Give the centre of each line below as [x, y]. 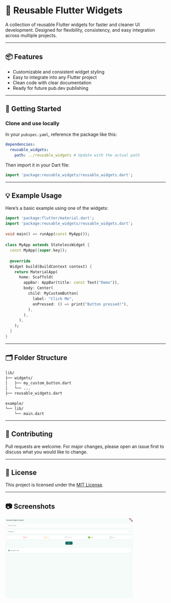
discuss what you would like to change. [47, 452]
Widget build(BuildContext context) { [51, 267]
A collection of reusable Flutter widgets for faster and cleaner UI [73, 25]
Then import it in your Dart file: [37, 165]
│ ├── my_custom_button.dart [38, 383]
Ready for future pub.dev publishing [50, 88]
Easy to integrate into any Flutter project [55, 77]
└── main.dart [29, 414]
